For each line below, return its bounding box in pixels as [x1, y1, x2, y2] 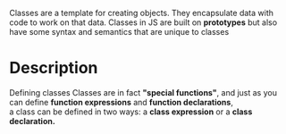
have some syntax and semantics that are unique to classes [9, 27, 230, 37]
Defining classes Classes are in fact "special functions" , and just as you [9, 87, 277, 97]
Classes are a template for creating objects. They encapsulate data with [9, 8, 274, 18]
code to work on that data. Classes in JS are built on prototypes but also [9, 17, 278, 28]
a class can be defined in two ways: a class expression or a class [9, 106, 253, 117]
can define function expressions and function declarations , [9, 96, 234, 107]
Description [9, 58, 98, 79]
